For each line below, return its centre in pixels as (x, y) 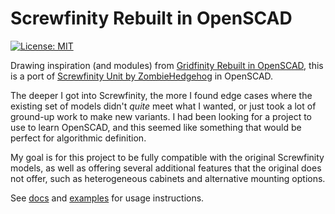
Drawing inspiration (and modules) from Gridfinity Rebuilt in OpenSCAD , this (167, 65)
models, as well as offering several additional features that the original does (166, 168)
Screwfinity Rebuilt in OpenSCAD (151, 18)
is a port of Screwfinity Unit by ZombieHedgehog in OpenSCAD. (142, 76)
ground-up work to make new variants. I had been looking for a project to (161, 116)
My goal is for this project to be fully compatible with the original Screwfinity (167, 157)
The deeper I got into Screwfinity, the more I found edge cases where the (161, 95)
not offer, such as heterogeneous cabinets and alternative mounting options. (168, 178)
